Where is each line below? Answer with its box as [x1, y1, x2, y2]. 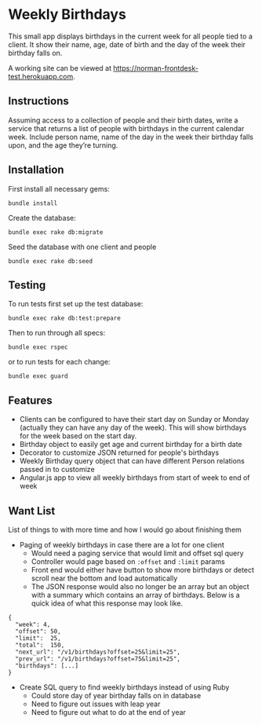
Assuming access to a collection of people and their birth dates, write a [8, 115, 238, 125]
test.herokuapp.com [8, 71, 74, 81]
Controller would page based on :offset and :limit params [31, 557, 225, 566]
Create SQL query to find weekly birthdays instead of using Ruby [19, 683, 230, 692]
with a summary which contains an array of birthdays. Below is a [31, 591, 241, 599]
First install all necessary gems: [8, 184, 110, 193]
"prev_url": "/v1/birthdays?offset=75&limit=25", [15, 655, 180, 663]
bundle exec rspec [8, 343, 68, 351]
